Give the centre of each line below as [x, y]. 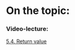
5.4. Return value [26, 41]
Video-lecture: [27, 29]
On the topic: [38, 11]
